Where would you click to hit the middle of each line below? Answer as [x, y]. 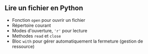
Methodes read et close [36, 36]
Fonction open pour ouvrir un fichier [49, 20]
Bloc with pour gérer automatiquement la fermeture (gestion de [78, 41]
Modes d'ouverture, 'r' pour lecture [49, 30]
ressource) [23, 46]
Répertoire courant [31, 25]
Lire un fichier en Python [44, 8]
